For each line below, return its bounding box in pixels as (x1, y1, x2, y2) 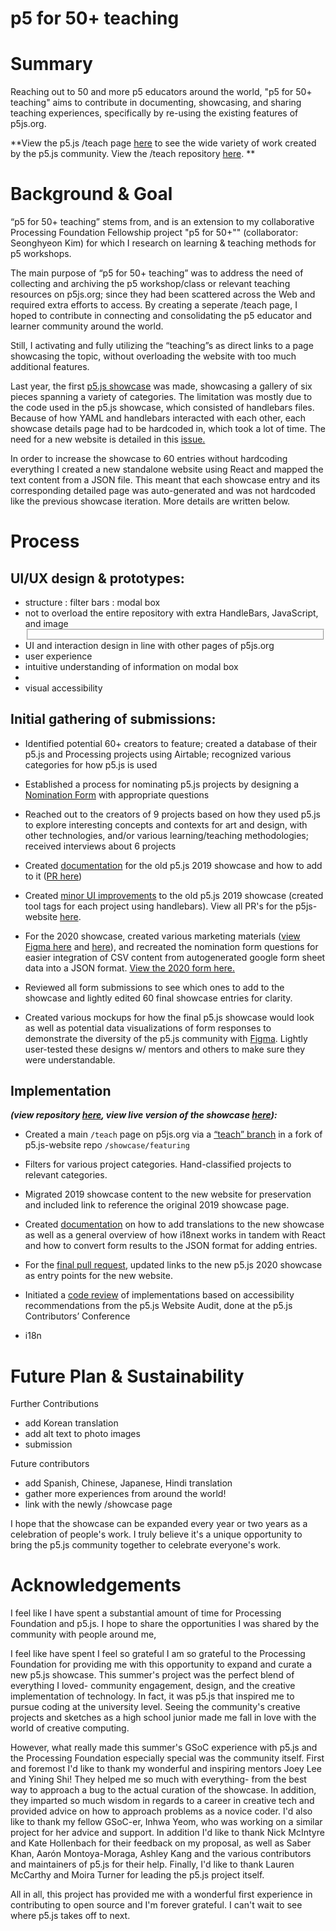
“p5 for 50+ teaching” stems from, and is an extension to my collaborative (10, 216, 315, 228)
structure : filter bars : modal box (24, 597, 161, 609)
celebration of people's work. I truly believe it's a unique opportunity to (10, 1528, 303, 1541)
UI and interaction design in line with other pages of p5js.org (24, 639, 275, 651)
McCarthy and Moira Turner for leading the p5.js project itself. (10, 1869, 265, 1881)
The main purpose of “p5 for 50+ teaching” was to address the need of (10, 267, 304, 279)
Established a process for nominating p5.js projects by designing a (24, 778, 300, 790)
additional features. (10, 361, 90, 373)
